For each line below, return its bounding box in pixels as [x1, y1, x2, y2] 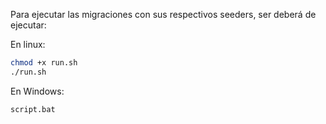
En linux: [10, 39, 46, 50]
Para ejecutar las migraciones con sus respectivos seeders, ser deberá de [10, 9, 317, 20]
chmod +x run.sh [10, 58, 78, 68]
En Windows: [10, 85, 65, 97]
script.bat [10, 104, 56, 114]
